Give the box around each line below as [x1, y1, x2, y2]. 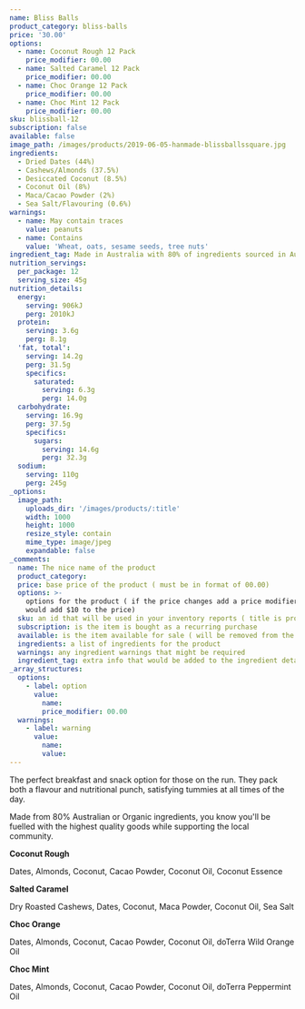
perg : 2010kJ [25, 309, 75, 318]
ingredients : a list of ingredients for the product [17, 639, 221, 649]
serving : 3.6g [25, 327, 79, 336]
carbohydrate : [17, 402, 71, 412]
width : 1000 [25, 512, 71, 521]
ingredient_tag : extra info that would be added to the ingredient [17, 656, 279, 665]
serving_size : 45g [17, 276, 88, 285]
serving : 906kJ [25, 301, 84, 310]
